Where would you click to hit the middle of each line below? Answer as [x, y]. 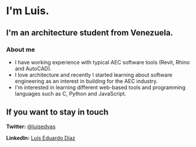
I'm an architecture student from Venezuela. [90, 33]
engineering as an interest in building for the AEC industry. [86, 81]
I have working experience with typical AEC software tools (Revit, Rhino [102, 62]
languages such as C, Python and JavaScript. [70, 93]
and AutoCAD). [33, 68]
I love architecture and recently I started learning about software [94, 74]
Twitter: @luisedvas [31, 126]
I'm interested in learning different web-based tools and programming [100, 87]
